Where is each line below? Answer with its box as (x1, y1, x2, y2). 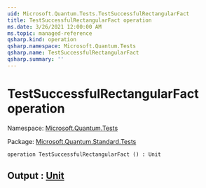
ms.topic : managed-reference (7, 29, 92, 37)
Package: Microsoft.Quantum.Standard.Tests (7, 137, 137, 145)
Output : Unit (7, 170, 64, 182)
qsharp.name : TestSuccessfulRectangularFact (7, 50, 139, 57)
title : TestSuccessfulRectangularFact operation (7, 17, 152, 24)
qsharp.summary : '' (7, 56, 64, 63)
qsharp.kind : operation (7, 36, 77, 43)
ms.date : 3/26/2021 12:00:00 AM (7, 23, 102, 30)
